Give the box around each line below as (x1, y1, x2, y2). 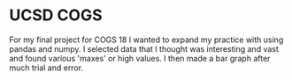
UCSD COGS (9, 5, 104, 25)
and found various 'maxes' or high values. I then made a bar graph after (9, 53, 271, 63)
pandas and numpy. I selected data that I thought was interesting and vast (9, 43, 279, 54)
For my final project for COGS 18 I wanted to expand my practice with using (9, 34, 284, 45)
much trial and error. (9, 62, 84, 73)
